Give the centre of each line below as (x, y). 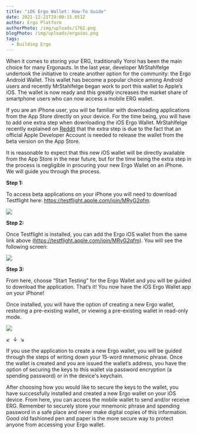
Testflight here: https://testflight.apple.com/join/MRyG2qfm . (79, 200)
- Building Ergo (31, 45)
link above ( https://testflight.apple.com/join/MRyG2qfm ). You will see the (94, 240)
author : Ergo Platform (34, 22)
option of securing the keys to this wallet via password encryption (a (89, 369)
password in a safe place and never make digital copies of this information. (97, 412)
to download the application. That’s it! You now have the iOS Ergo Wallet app (98, 286)
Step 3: (15, 269)
